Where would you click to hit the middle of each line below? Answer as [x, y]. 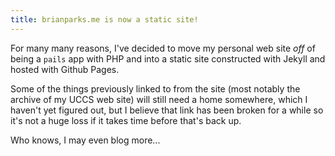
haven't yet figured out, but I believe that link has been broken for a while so [167, 110]
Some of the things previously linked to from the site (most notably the [155, 88]
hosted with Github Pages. [65, 69]
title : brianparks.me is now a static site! [104, 19]
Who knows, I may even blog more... [85, 140]
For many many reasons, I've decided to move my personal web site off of [163, 48]
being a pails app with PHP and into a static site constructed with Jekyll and [168, 58]
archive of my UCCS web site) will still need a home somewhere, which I [159, 99]
